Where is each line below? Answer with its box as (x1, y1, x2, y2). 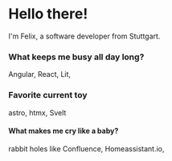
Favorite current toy (8, 90, 88, 101)
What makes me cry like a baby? (8, 126, 119, 136)
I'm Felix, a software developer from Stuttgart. (8, 31, 161, 41)
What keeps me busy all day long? (8, 51, 145, 62)
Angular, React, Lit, (8, 70, 71, 79)
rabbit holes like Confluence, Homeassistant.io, (8, 143, 165, 153)
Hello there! (8, 5, 88, 23)
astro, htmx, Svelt (8, 107, 67, 117)
